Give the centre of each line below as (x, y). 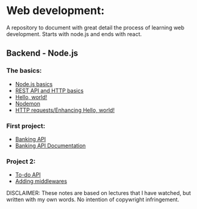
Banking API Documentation (50, 145)
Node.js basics (34, 84)
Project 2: (21, 161)
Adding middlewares (41, 182)
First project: (26, 126)
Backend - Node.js (42, 53)
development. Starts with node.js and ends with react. (74, 34)
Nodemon (28, 103)
